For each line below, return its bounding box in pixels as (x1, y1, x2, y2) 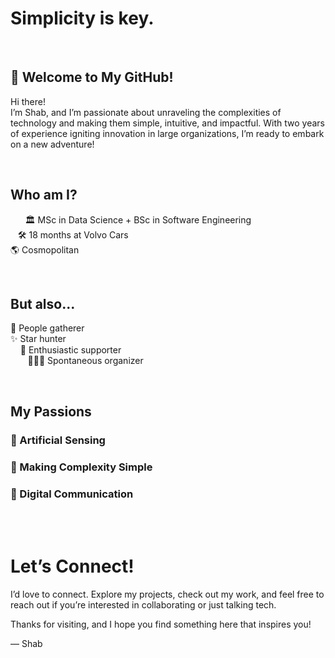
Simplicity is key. (10, 7, 155, 30)
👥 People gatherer (10, 322, 85, 334)
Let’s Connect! (10, 555, 135, 578)
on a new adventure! (10, 138, 95, 150)
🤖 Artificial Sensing (10, 433, 106, 447)
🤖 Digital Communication (10, 487, 134, 501)
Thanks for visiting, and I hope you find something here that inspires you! (10, 618, 312, 630)
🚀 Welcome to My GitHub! (10, 69, 174, 86)
